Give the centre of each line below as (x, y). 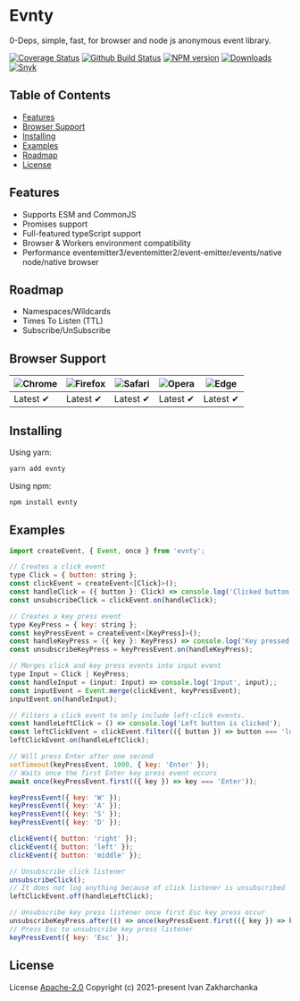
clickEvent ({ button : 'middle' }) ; (75, 855)
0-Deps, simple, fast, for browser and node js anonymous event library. (140, 40)
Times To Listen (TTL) (62, 321)
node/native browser (61, 261)
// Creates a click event (57, 567)
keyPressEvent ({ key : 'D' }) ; (66, 823)
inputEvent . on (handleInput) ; (63, 699)
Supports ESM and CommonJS (79, 214)
